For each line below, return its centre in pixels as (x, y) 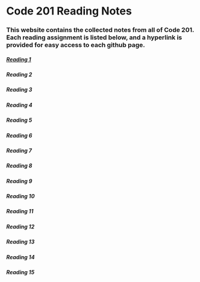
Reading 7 (19, 150)
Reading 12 (20, 227)
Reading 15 (20, 272)
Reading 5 (19, 120)
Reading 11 (20, 211)
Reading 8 (19, 166)
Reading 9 (19, 181)
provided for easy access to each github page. (76, 45)
